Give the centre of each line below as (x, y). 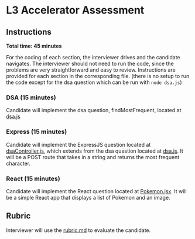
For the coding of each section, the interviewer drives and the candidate (93, 57)
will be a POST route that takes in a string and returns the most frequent (93, 157)
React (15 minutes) (33, 179)
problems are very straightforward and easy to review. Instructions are (91, 70)
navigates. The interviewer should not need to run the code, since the (90, 63)
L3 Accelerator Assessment (75, 10)
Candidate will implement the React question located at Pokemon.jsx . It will (96, 191)
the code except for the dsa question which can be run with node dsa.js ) (94, 82)
